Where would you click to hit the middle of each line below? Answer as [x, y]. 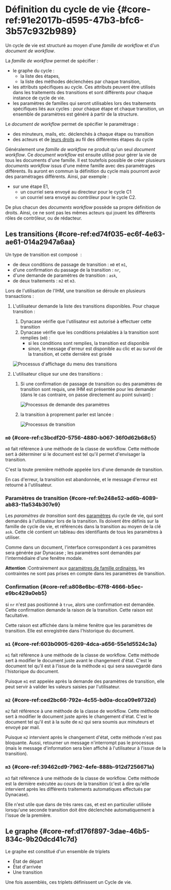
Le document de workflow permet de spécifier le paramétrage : [72, 124]
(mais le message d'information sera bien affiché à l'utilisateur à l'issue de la [86, 748]
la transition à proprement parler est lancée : [67, 414]
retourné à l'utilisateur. [29, 485]
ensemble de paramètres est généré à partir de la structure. [76, 114]
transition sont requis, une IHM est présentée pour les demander [88, 389]
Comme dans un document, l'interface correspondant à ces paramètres [81, 547]
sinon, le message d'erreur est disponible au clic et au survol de [95, 349]
